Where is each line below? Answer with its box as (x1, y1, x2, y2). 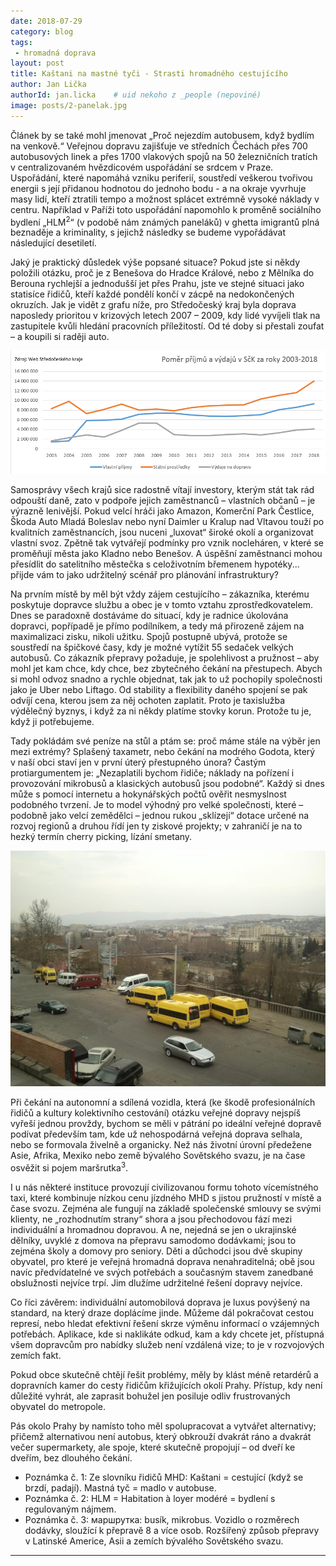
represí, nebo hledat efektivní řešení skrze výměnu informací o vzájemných (10, 1318, 320, 1330)
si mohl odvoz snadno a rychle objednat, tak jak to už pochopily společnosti (10, 673, 323, 685)
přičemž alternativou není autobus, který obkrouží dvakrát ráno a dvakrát (10, 1431, 312, 1443)
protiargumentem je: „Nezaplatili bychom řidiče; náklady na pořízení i (10, 766, 295, 779)
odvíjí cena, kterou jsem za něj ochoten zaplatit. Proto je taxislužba (10, 694, 286, 706)
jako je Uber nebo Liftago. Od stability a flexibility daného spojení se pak (10, 683, 308, 695)
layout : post (10, 58, 65, 69)
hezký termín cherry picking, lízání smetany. (10, 830, 193, 842)
